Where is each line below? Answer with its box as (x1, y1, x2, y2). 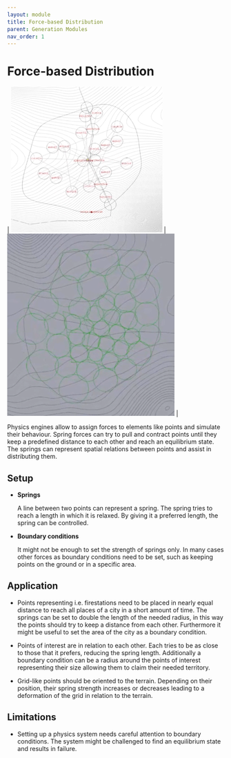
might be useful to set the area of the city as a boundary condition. (17, 627, 207, 636)
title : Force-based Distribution (7, 18, 103, 26)
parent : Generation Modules (7, 26, 88, 32)
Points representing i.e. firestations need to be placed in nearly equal (17, 598, 214, 607)
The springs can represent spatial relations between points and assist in (7, 445, 212, 453)
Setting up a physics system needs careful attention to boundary (17, 730, 201, 738)
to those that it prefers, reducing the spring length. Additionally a (17, 648, 201, 656)
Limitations (7, 712, 57, 723)
